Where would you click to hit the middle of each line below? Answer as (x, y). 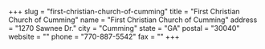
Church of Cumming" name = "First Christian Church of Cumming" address (133, 20)
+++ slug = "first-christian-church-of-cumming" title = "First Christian (124, 11)
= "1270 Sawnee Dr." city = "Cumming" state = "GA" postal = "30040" (124, 28)
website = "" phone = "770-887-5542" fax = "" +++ (94, 36)
